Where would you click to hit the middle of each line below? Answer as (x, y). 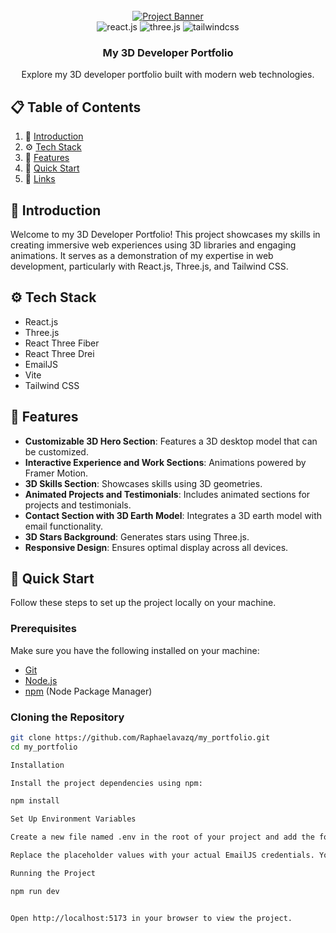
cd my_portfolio (44, 747)
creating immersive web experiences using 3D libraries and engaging (153, 245)
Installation (37, 765)
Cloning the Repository (67, 717)
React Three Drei (59, 353)
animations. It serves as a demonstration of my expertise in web (142, 255)
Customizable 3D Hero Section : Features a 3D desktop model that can (171, 441)
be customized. (56, 451)
